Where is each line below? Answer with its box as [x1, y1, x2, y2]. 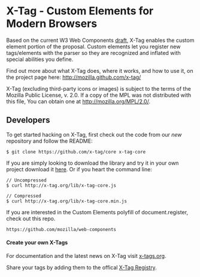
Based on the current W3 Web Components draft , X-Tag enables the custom [6, 36, 195, 44]
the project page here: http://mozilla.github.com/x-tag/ [6, 73, 141, 81]
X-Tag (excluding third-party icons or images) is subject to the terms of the [6, 85, 192, 92]
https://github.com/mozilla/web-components [6, 226, 117, 232]
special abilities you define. [6, 56, 74, 63]
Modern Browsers [6, 17, 98, 30]
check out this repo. [6, 215, 56, 222]
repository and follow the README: [6, 137, 93, 144]
